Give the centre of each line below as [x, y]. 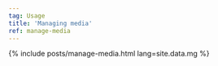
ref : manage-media [39, 31]
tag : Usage [27, 16]
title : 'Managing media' [50, 23]
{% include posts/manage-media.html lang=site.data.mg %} [109, 54]
